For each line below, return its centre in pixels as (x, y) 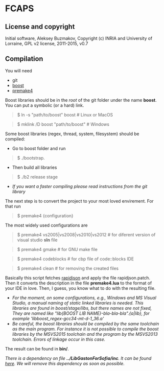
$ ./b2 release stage (37, 177)
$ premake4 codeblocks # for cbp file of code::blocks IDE (75, 259)
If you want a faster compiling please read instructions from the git (80, 186)
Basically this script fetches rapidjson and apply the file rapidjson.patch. (78, 278)
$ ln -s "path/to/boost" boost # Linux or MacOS (65, 115)
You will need (19, 70)
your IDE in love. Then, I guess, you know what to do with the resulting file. (80, 288)
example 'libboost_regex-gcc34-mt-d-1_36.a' (58, 318)
